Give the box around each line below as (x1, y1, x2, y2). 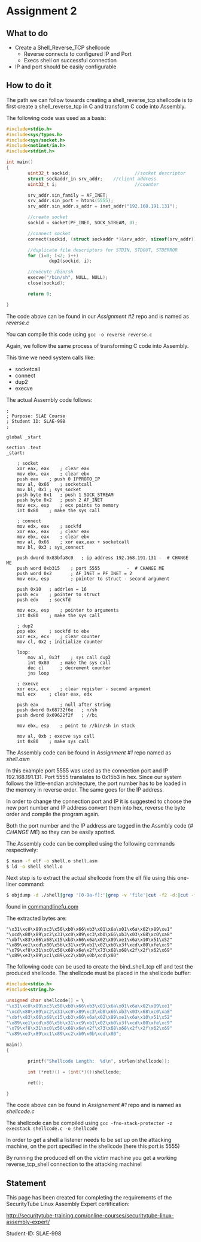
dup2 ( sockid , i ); (48, 258, 93, 264)
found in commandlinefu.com (6, 903, 79, 910)
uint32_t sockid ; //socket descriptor (28, 170, 186, 176)
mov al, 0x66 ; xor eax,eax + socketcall (17, 539, 130, 545)
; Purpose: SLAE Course (6, 413, 66, 419)
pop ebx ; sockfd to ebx (17, 628, 90, 634)
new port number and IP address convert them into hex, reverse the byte (6, 804, 185, 811)
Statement (6, 1178, 47, 1188)
